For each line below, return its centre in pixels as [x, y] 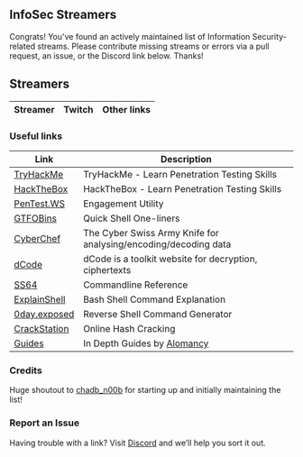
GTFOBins [35, 218]
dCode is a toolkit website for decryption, [170, 259]
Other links [127, 109]
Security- [269, 36]
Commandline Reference [135, 285]
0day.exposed [44, 314]
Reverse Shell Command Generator [157, 314]
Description [186, 159]
